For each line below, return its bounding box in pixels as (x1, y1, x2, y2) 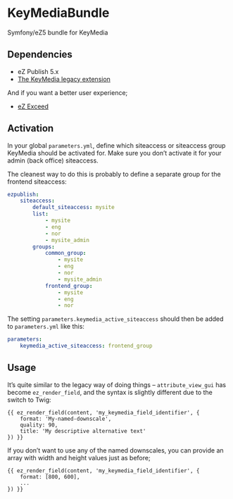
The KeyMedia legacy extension (17, 75, 111, 83)
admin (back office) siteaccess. (7, 156, 99, 165)
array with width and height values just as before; (7, 453, 151, 462)
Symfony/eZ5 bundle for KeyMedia (7, 28, 108, 37)
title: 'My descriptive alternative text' (20, 427, 146, 434)
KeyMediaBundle (7, 5, 110, 21)
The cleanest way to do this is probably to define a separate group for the (7, 170, 221, 178)
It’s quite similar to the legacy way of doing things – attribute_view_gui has (7, 380, 227, 389)
